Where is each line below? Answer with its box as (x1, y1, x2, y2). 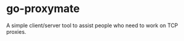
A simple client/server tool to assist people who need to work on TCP (6, 22, 179, 29)
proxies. (6, 28, 27, 35)
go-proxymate (6, 2, 80, 16)
